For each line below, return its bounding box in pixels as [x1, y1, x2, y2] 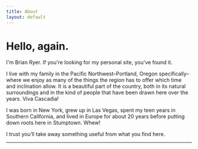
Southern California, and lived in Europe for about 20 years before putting [6, 113, 185, 120]
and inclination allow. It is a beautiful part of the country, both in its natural [6, 83, 186, 90]
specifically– [159, 70, 190, 77]
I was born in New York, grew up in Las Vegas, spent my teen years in [6, 107, 176, 114]
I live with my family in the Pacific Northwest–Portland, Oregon [6, 70, 158, 77]
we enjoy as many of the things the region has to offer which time [22, 77, 182, 84]
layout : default [6, 14, 46, 20]
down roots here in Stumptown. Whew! [6, 119, 101, 127]
